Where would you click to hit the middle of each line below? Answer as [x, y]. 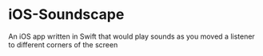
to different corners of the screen [63, 44]
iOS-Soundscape [66, 15]
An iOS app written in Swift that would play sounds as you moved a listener [132, 36]
